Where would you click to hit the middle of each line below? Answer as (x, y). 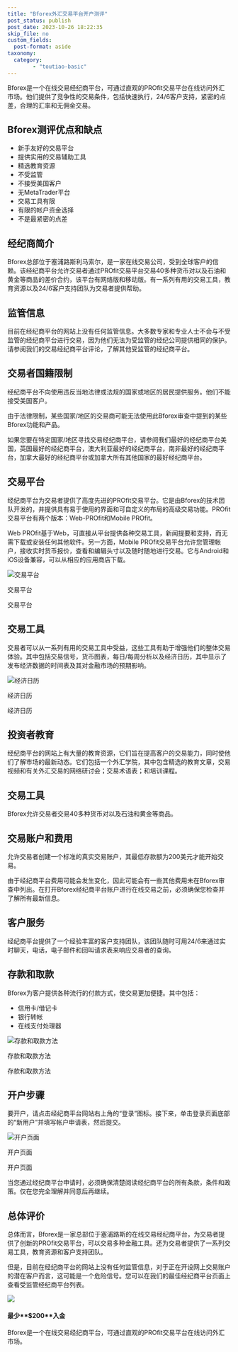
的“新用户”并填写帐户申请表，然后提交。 (66, 1123)
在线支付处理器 (39, 1026)
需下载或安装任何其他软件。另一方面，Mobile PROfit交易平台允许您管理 (111, 542)
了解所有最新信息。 (35, 898)
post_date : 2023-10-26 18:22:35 (55, 27)
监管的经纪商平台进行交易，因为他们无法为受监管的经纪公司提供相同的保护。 (119, 340)
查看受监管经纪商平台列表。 (48, 1285)
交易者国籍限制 (40, 374)
